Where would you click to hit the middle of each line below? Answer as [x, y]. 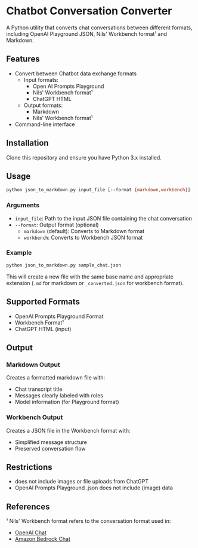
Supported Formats [43, 302]
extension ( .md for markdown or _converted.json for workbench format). [95, 283]
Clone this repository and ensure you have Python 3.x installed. [84, 157]
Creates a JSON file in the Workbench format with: [68, 430]
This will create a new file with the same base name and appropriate [90, 277]
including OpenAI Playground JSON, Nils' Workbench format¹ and [86, 33]
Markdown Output [33, 365]
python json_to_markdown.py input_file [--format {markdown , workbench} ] [98, 190]
